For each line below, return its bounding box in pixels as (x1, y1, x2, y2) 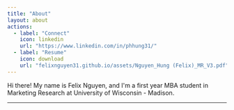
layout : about (7, 17, 49, 24)
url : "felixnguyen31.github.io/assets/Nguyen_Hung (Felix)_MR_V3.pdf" (19, 62, 229, 69)
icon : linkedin (19, 36, 64, 43)
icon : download (19, 56, 64, 63)
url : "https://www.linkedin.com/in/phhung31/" (19, 42, 157, 49)
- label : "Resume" (13, 49, 68, 56)
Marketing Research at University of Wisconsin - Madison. (7, 88, 175, 97)
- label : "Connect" (13, 29, 70, 37)
